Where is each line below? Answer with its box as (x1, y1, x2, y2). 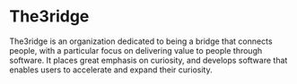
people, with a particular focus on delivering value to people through (9, 45, 263, 55)
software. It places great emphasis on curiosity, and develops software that (9, 55, 288, 65)
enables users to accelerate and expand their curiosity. (9, 64, 213, 75)
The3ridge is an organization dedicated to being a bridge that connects (9, 36, 273, 46)
